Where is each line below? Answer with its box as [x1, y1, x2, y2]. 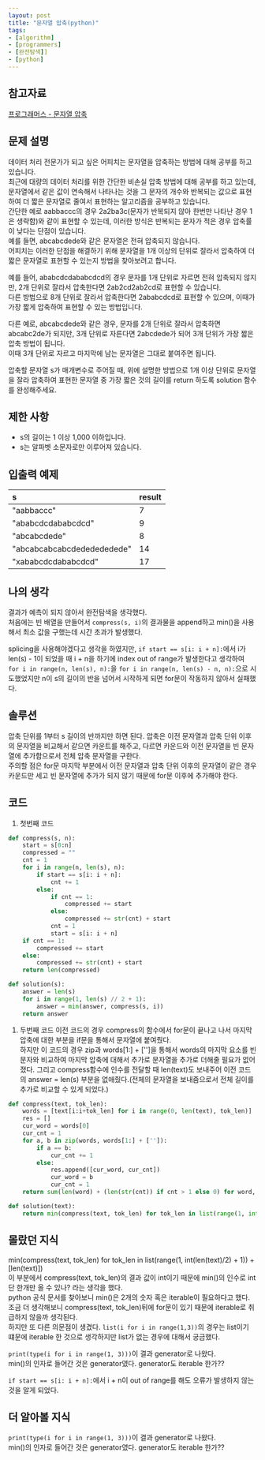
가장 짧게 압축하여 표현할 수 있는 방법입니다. [8, 301, 144, 312]
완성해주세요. [16, 384, 58, 395]
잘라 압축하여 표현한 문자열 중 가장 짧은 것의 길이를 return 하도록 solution [16, 375, 243, 384]
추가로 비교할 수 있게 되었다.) [19, 1084, 109, 1094]
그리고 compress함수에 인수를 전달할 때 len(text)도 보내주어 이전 [36, 1065, 237, 1074]
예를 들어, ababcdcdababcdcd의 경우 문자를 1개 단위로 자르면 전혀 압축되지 [8, 272, 242, 282]
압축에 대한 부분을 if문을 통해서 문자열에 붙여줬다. [19, 1035, 172, 1044]
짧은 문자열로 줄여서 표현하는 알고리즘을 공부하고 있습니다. [31, 197, 211, 206]
